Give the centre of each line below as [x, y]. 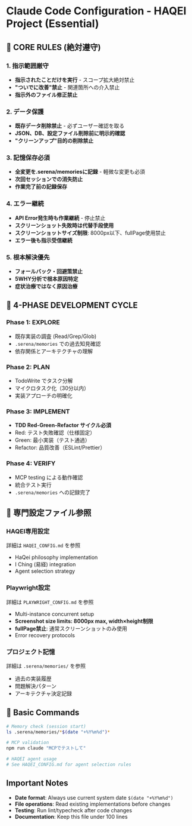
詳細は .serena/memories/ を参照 [46, 666]
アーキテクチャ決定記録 [43, 693]
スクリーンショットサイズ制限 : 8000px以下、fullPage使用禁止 [90, 233]
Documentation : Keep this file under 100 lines [71, 816]
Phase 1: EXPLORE [33, 323]
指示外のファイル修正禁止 [46, 94]
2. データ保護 [25, 112]
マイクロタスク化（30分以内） [52, 388]
